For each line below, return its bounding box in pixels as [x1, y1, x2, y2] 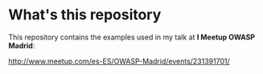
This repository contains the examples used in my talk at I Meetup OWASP [8, 32, 256, 42]
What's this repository [8, 6, 162, 24]
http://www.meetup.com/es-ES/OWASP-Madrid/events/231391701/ [8, 56, 231, 66]
